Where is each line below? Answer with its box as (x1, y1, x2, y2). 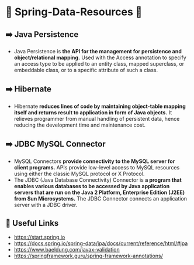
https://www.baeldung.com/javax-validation (13, 246, 120, 253)
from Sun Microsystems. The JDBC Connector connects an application (13, 195, 188, 202)
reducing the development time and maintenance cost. (13, 121, 146, 128)
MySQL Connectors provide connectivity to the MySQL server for (13, 158, 175, 165)
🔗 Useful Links (5, 218, 59, 228)
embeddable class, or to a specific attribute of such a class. (13, 67, 158, 73)
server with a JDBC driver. (13, 201, 78, 208)
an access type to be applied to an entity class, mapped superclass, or (13, 60, 185, 67)
